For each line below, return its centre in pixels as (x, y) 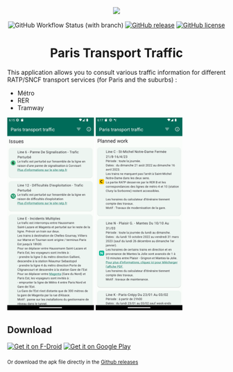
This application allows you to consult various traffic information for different (116, 72)
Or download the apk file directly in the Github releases (73, 362)
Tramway (31, 107)
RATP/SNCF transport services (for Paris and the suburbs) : (92, 80)
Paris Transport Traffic (116, 53)
